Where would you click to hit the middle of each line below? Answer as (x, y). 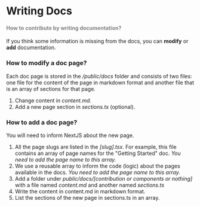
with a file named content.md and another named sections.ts (90, 185)
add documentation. (31, 48)
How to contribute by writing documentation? (64, 28)
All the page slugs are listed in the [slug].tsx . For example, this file (96, 147)
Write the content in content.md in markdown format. (80, 191)
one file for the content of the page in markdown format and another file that (100, 83)
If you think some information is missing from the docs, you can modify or (97, 41)
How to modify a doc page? (47, 63)
